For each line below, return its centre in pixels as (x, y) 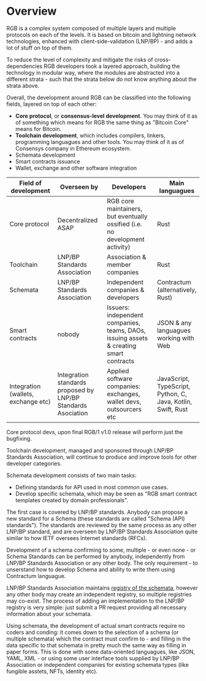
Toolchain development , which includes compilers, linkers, (90, 135)
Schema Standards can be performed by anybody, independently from (96, 556)
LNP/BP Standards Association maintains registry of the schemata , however (102, 588)
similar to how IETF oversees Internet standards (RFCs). (77, 538)
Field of (30, 183)
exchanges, (124, 394)
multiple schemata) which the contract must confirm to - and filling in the (99, 639)
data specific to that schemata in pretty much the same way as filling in (96, 645)
